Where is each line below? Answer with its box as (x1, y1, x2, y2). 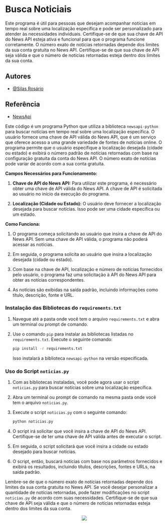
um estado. (12, 211, 36, 217)
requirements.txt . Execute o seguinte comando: (12, 336, 113, 342)
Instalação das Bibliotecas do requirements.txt (5, 304, 122, 311)
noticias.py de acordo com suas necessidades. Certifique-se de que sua (5, 494, 157, 501)
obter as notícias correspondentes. (12, 277, 85, 283)
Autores (5, 72, 31, 81)
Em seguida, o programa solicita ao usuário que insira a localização (12, 251, 152, 257)
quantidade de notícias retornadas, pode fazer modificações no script (5, 489, 149, 495)
